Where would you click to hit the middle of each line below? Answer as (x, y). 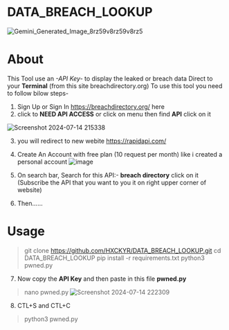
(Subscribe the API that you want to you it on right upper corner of (111, 182)
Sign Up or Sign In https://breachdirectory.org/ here (91, 106)
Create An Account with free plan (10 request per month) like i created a (120, 154)
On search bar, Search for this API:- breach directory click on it (108, 175)
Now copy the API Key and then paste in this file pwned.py (102, 279)
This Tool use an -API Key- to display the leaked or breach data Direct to (110, 78)
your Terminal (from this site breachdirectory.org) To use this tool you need (115, 86)
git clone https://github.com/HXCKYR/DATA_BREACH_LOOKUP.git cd (122, 250)
